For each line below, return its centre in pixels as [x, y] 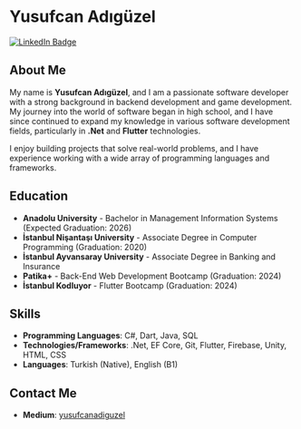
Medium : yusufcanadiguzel [73, 415]
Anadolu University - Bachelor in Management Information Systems [150, 218]
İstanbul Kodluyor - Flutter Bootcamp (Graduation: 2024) [130, 285]
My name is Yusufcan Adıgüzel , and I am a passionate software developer [149, 92]
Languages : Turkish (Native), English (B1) [100, 365]
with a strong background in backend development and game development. [151, 102]
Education [39, 196]
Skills [25, 313]
